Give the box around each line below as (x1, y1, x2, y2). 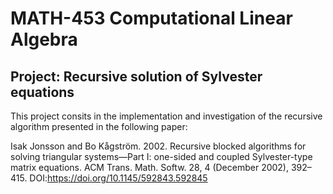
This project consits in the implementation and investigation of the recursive (10, 110, 323, 122)
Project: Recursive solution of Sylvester (10, 68, 263, 85)
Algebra (10, 28, 78, 51)
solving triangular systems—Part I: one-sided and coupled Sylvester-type (10, 151, 313, 162)
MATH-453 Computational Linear (10, 7, 293, 30)
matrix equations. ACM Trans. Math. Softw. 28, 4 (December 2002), (10, 162, 290, 173)
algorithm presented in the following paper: (10, 121, 188, 132)
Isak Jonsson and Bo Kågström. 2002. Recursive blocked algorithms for (10, 140, 307, 152)
